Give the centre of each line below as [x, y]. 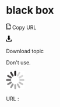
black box [30, 10]
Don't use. [18, 62]
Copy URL [24, 27]
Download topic [25, 51]
